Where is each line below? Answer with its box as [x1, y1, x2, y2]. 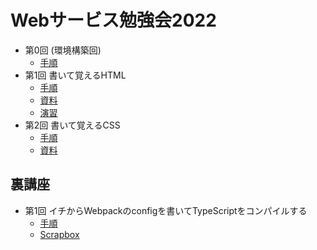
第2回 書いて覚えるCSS [24, 119, 121, 131]
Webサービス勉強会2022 [10, 9, 217, 32]
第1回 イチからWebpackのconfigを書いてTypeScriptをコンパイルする [24, 204, 308, 216]
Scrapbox [39, 228, 80, 240]
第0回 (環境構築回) [24, 44, 102, 56]
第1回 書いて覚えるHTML [24, 69, 127, 81]
